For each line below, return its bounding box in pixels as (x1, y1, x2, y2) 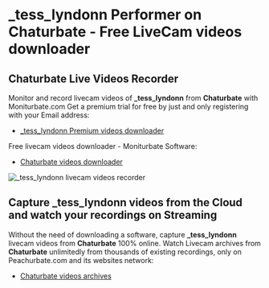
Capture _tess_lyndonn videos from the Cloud (8, 195, 243, 210)
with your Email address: (8, 110, 90, 120)
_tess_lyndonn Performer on (8, 6, 202, 24)
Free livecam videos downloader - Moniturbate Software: (8, 142, 198, 150)
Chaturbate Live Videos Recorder (8, 72, 179, 85)
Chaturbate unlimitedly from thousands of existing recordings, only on (8, 247, 243, 257)
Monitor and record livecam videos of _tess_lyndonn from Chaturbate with (8, 93, 259, 102)
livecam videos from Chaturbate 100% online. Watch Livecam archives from (8, 238, 261, 248)
